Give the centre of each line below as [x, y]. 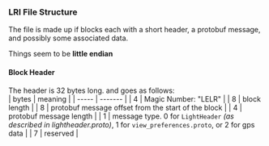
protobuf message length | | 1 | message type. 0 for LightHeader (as [122, 116]
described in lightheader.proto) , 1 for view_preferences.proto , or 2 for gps [132, 124]
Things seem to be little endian [61, 54]
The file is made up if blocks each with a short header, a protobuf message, [134, 30]
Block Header [32, 72]
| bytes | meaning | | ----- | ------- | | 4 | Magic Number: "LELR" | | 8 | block [135, 98]
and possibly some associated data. [68, 38]
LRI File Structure [43, 12]
